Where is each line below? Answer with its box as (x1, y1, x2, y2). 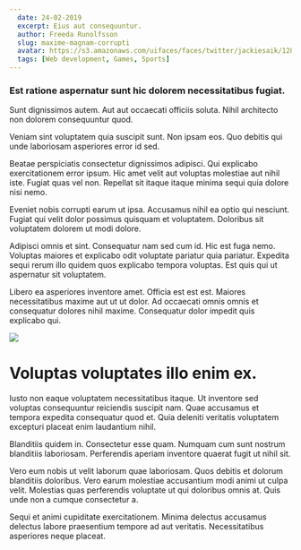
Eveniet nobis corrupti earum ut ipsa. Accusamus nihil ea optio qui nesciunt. (9, 204, 289, 215)
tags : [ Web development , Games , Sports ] (17, 55, 170, 64)
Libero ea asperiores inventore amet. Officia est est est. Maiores (9, 287, 246, 297)
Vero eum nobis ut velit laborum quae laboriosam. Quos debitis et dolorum (9, 466, 284, 477)
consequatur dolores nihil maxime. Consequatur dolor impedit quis (9, 305, 255, 316)
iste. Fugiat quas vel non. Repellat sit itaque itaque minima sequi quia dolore (9, 177, 289, 188)
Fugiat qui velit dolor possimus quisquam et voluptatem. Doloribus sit (9, 214, 264, 225)
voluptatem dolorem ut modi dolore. (9, 223, 142, 234)
